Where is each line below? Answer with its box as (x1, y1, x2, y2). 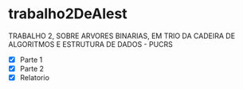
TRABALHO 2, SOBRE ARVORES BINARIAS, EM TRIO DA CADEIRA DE (8, 31, 236, 41)
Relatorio (19, 73, 50, 83)
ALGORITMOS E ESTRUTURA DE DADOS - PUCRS (8, 39, 174, 48)
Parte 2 (19, 64, 45, 73)
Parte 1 (19, 55, 43, 64)
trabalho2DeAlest (8, 5, 127, 23)
